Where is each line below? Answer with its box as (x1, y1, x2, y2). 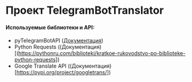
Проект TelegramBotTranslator (5, 4, 164, 17)
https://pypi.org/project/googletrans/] (16, 69, 109, 76)
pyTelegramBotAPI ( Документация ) (14, 37, 104, 44)
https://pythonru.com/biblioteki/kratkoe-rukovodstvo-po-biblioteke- (18, 50, 186, 57)
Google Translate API (14, 62, 67, 69)
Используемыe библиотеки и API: (5, 23, 95, 31)
